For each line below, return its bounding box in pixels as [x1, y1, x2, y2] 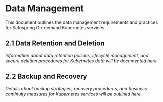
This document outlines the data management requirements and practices [5, 19, 158, 25]
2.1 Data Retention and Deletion [5, 39, 105, 48]
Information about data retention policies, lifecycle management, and [5, 52, 149, 58]
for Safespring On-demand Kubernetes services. [5, 24, 106, 30]
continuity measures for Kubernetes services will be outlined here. [5, 91, 142, 97]
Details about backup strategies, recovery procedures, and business [5, 85, 147, 91]
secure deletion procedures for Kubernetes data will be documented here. [5, 58, 158, 64]
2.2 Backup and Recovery [5, 72, 87, 81]
